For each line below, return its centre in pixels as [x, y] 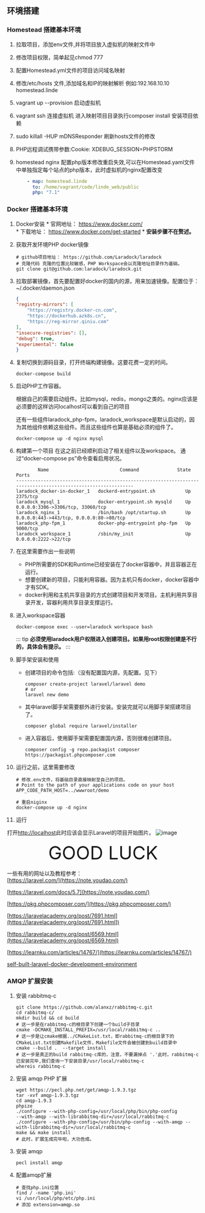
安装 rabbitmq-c [36, 995]
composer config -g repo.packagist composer [82, 750]
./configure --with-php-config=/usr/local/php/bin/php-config [96, 1111]
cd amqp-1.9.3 [34, 1100]
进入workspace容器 [41, 615]
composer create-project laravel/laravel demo [85, 684]
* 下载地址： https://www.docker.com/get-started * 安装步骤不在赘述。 [105, 231]
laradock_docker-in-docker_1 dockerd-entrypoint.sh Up [103, 492]
